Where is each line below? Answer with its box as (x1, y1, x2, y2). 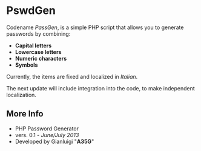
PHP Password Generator (15, 125, 79, 132)
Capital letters (15, 42, 52, 49)
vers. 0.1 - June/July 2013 (15, 131, 79, 138)
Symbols (15, 61, 38, 69)
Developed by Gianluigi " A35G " (15, 138, 94, 145)
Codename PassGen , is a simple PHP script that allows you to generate (6, 24, 184, 31)
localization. (6, 91, 36, 98)
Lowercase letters (15, 48, 62, 55)
